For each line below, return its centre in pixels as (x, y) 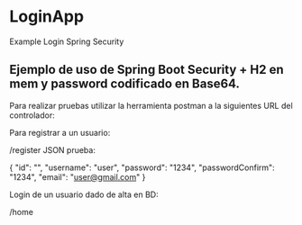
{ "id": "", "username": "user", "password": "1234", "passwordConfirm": (142, 167)
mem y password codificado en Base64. (125, 84)
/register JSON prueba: (53, 149)
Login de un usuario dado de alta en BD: (84, 194)
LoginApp (46, 17)
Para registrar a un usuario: (60, 132)
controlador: (32, 115)
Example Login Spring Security (67, 41)
